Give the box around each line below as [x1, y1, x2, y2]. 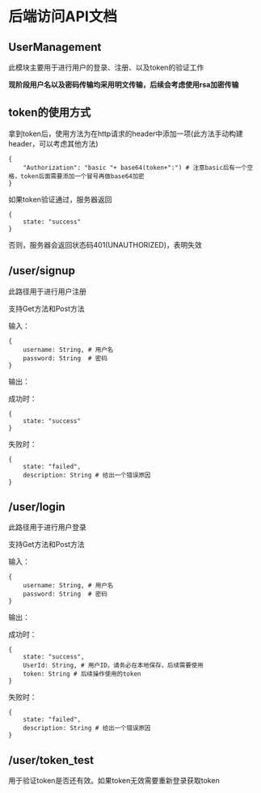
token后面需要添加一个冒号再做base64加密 [19, 172, 145, 180]
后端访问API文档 [8, 7, 117, 26]
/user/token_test [8, 753, 95, 767]
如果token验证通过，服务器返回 [8, 194, 112, 204]
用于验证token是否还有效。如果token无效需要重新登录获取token [8, 776, 220, 786]
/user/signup [8, 264, 75, 278]
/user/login [8, 500, 66, 514]
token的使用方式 [8, 106, 91, 120]
